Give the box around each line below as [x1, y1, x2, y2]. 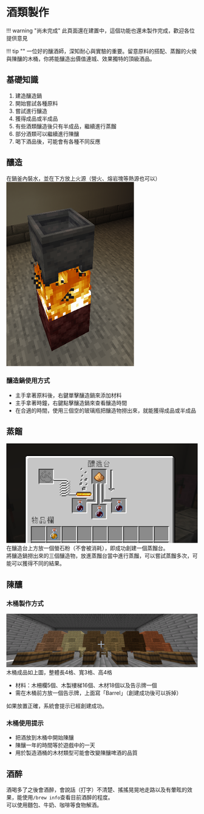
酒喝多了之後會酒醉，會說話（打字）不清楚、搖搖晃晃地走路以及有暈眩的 [6, 786, 187, 793]
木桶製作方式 [6, 599, 44, 607]
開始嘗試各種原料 [15, 99, 58, 107]
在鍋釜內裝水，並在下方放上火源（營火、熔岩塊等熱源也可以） [6, 174, 161, 182]
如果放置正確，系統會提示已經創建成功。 [6, 702, 107, 709]
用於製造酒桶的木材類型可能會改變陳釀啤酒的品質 [15, 749, 138, 757]
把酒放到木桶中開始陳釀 [15, 734, 74, 741]
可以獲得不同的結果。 [11, 560, 65, 567]
